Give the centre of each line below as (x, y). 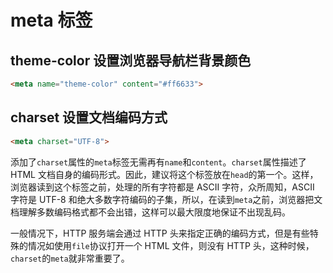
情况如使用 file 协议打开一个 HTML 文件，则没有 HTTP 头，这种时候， (171, 245)
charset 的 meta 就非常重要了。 (70, 258)
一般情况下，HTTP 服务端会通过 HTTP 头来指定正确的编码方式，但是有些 (160, 233)
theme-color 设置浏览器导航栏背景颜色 (131, 60)
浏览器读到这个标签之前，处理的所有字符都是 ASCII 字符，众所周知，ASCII (162, 187)
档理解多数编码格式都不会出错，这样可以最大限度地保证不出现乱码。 (150, 212)
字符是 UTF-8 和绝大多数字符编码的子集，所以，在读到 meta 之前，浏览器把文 (166, 199)
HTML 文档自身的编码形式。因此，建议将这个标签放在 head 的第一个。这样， (164, 174)
